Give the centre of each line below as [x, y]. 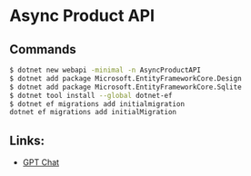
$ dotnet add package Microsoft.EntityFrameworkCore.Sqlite [126, 87]
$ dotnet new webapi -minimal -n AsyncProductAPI [105, 70]
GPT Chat [41, 162]
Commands [43, 49]
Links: [27, 140]
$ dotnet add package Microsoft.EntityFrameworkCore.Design [126, 78]
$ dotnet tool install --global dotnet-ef [91, 95]
